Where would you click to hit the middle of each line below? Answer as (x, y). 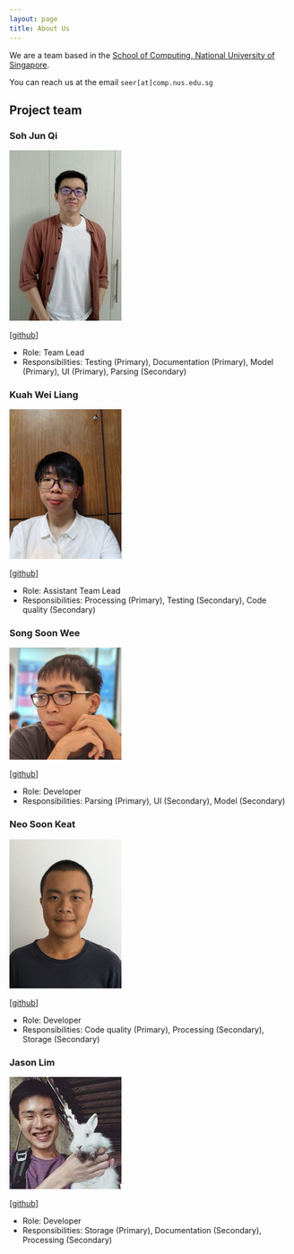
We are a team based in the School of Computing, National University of (142, 55)
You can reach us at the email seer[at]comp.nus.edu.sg (111, 82)
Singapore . (30, 65)
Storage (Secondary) (61, 1040)
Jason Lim (32, 1063)
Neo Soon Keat (43, 824)
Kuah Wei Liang (44, 395)
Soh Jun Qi (34, 135)
